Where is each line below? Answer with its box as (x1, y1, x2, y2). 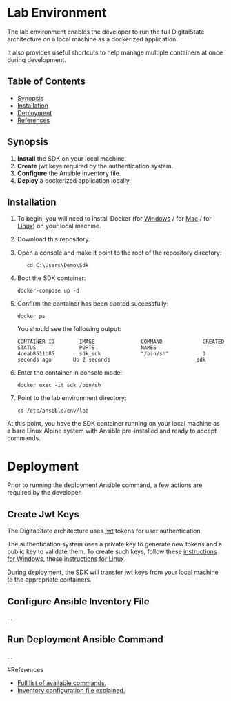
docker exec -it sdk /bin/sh (17, 382, 101, 389)
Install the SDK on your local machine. (17, 154, 126, 163)
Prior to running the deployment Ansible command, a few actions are (7, 481, 203, 489)
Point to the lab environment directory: (17, 394, 127, 402)
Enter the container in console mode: (17, 368, 123, 377)
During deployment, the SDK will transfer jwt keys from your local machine (7, 568, 219, 577)
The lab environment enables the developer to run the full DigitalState (7, 28, 205, 36)
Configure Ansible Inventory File (7, 595, 150, 607)
